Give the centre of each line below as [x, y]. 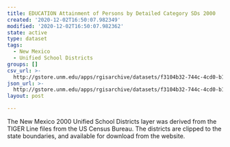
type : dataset [27, 39]
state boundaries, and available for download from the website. [96, 136]
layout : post [26, 96]
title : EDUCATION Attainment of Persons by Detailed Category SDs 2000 [111, 13]
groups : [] [23, 64]
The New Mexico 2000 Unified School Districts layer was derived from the [112, 121]
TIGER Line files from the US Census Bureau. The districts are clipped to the [114, 129]
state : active [27, 32]
